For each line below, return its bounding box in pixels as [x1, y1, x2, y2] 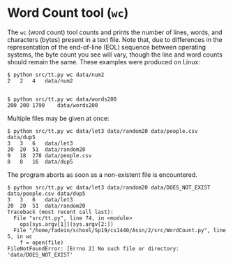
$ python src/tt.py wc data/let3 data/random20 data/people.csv [7, 127, 198, 134]
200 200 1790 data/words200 [7, 101, 98, 109]
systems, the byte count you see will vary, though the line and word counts [7, 50, 223, 59]
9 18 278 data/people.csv [7, 152, 92, 159]
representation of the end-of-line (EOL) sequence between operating [7, 43, 206, 51]
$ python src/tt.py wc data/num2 [7, 71, 105, 78]
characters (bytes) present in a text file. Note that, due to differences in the [7, 35, 223, 43]
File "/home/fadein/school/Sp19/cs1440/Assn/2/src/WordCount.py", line [13, 227, 227, 234]
